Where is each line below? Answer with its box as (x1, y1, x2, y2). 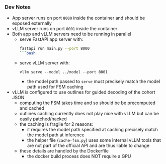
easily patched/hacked (19, 116, 67, 122)
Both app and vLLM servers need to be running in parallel (12, 31, 131, 37)
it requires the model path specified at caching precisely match (27, 127, 158, 133)
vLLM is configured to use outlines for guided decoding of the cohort (12, 89, 155, 95)
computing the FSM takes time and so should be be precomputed (19, 100, 155, 106)
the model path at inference (27, 132, 85, 138)
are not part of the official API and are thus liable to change (27, 142, 149, 149)
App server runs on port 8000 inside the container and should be (12, 15, 145, 21)
